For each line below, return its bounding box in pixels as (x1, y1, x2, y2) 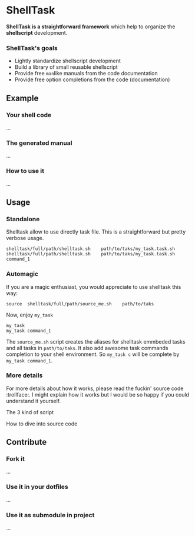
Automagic (6, 270, 39, 278)
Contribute (6, 437, 47, 447)
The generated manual (6, 139, 72, 147)
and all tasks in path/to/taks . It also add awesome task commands (6, 344, 168, 351)
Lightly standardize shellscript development (14, 57, 121, 65)
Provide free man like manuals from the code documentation (14, 70, 158, 77)
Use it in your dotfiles (6, 483, 69, 491)
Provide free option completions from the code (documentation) (14, 76, 170, 83)
